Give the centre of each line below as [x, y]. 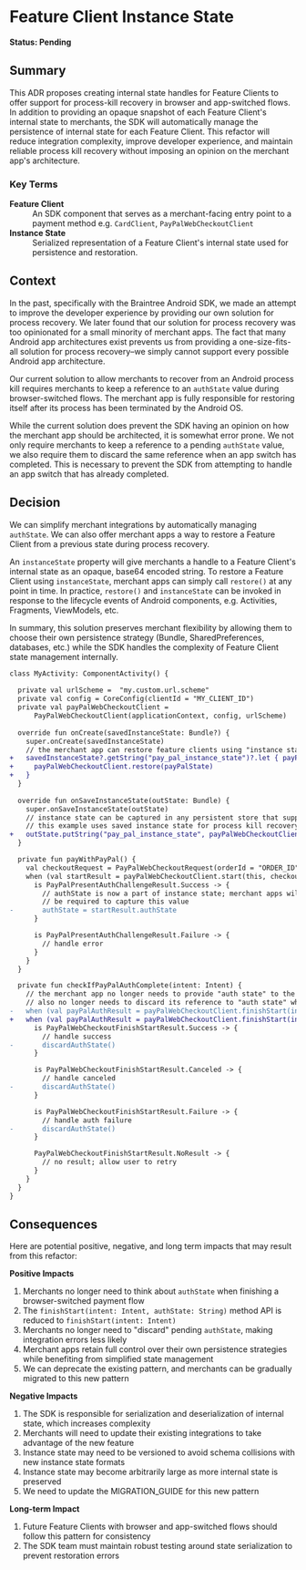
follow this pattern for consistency [87, 1536]
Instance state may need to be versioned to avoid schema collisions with [159, 1452]
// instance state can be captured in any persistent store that [153, 818]
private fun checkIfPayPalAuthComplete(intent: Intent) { [130, 986]
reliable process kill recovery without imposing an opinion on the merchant [149, 150]
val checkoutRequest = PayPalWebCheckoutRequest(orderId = [140, 868]
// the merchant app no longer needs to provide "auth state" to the [161, 994]
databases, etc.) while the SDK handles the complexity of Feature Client [144, 647]
